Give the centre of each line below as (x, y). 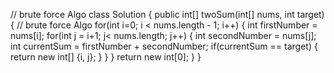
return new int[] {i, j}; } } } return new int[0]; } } (106, 57)
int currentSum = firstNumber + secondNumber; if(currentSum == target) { (164, 46)
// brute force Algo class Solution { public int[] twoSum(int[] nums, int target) (167, 14)
